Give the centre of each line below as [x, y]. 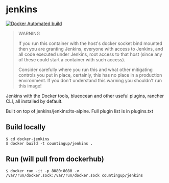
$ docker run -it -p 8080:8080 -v [43, 171]
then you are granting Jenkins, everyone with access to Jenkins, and [91, 49]
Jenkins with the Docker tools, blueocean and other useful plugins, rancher [85, 96]
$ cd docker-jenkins [28, 139]
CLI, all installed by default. [34, 101]
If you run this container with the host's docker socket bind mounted [90, 43]
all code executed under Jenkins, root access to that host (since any [90, 54]
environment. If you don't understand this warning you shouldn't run [90, 80]
